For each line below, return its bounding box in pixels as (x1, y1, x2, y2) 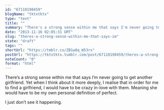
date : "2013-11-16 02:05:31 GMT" (5, 30, 73, 34)
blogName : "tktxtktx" (5, 12, 49, 16)
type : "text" (5, 16, 32, 21)
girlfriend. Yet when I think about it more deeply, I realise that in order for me (5, 79, 159, 85)
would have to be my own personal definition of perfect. (5, 90, 118, 96)
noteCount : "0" (5, 57, 36, 62)
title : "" (5, 20, 25, 26)
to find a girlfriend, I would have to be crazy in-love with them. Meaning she (5, 85, 158, 91)
